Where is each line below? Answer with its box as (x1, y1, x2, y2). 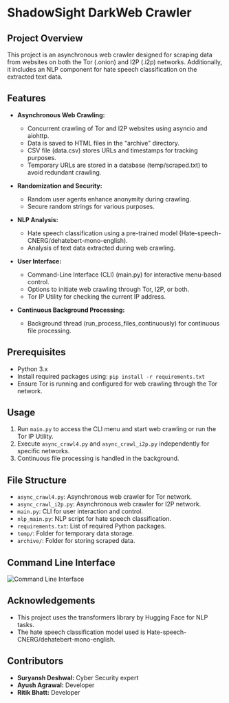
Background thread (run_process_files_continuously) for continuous (27, 319, 220, 327)
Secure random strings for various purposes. (27, 202, 155, 210)
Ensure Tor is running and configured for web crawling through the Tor (17, 379, 218, 388)
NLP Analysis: (17, 215, 58, 224)
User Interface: (17, 257, 62, 265)
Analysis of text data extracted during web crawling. (27, 244, 176, 252)
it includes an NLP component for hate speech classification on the (7, 66, 197, 73)
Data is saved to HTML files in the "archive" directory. (27, 139, 180, 147)
